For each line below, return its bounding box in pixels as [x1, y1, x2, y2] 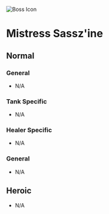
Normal [6, 50, 35, 61]
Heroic [6, 186, 32, 196]
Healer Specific [6, 126, 52, 135]
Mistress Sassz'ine [6, 27, 104, 40]
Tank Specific [6, 97, 47, 105]
